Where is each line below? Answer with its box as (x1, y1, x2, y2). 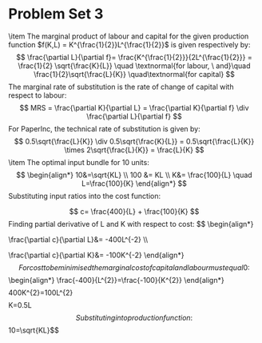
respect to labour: (8, 90, 67, 100)
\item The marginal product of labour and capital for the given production (8, 31, 249, 41)
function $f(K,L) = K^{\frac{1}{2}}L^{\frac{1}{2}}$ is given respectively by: (8, 39, 251, 49)
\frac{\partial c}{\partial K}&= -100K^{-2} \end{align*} (8, 250, 185, 260)
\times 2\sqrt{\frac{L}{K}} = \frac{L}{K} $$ (63, 145, 205, 155)
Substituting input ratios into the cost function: (8, 191, 161, 200)
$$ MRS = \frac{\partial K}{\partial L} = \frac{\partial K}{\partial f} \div (19, 103, 249, 112)
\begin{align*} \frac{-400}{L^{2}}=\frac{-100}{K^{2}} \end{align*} (8, 275, 225, 284)
